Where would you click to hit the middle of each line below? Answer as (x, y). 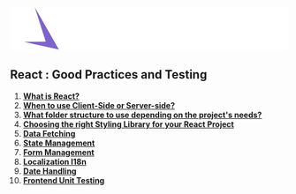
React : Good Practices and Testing (109, 75)
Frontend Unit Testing (64, 180)
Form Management (59, 152)
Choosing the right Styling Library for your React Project (129, 124)
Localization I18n (54, 161)
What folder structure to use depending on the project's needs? (142, 115)
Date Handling (49, 171)
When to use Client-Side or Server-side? (99, 105)
